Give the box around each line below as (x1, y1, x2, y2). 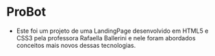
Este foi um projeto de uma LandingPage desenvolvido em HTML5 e (16, 27, 209, 35)
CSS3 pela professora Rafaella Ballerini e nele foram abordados (16, 33, 196, 42)
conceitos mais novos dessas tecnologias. (16, 41, 136, 49)
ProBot (6, 4, 46, 20)
